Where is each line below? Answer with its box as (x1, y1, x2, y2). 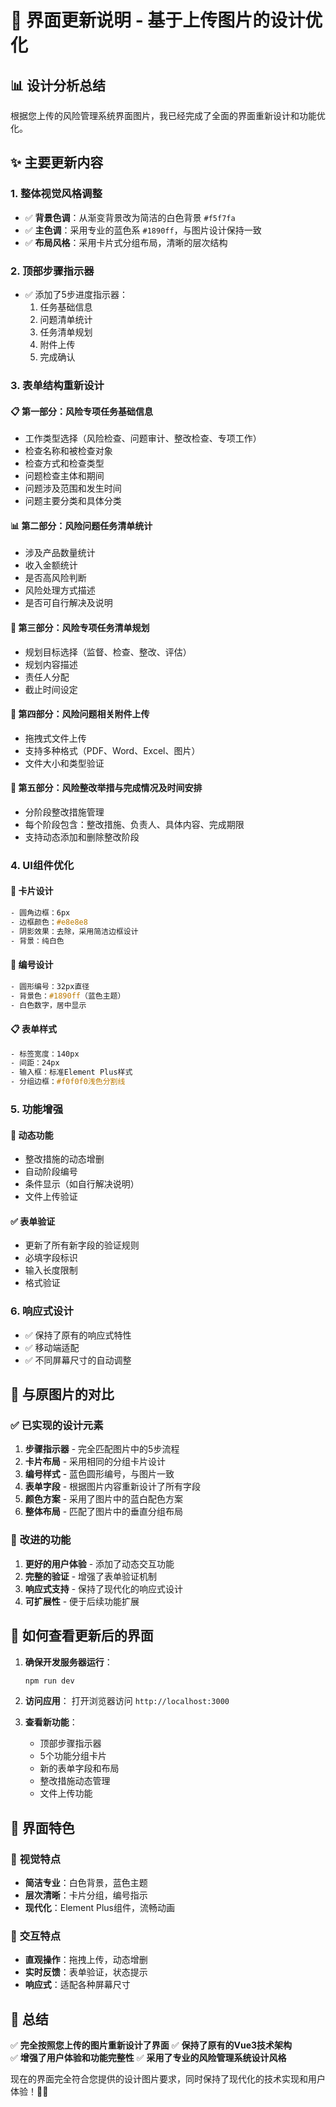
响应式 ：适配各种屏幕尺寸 (24, 1979, 131, 1991)
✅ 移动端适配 (24, 1341, 80, 1353)
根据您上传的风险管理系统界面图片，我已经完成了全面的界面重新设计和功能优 (10, 110, 326, 121)
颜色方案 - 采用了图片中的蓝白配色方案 (24, 1493, 184, 1505)
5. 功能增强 (10, 1102, 64, 1116)
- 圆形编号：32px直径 (10, 981, 90, 991)
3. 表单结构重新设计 (10, 378, 105, 392)
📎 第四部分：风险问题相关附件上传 (10, 708, 150, 720)
